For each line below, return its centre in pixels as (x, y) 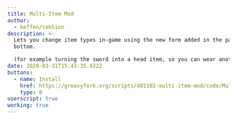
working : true (28, 106)
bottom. (25, 47)
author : (19, 20)
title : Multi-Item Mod (41, 14)
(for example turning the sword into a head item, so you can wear (115, 60)
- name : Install (37, 79)
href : (28, 85)
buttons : (20, 72)
